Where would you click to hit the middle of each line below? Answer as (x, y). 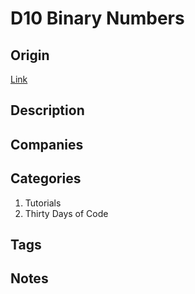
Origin (30, 55)
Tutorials (43, 203)
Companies (47, 144)
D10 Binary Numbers (97, 18)
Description (47, 110)
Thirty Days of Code (66, 213)
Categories (46, 178)
